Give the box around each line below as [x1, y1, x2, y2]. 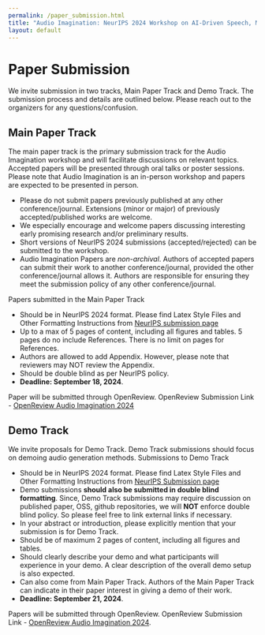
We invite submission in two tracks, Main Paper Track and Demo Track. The [8, 86, 254, 95]
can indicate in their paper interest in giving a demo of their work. [19, 585, 233, 595]
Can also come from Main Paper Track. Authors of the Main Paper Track [19, 577, 255, 586]
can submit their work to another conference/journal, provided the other [19, 263, 254, 272]
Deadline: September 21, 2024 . [19, 593, 124, 603]
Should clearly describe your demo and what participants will [19, 551, 219, 561]
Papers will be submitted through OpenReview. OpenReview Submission [8, 609, 243, 618]
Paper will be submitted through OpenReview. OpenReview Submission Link [8, 392, 255, 402]
